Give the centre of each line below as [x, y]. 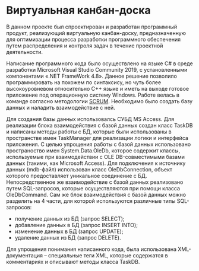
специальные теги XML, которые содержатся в [108, 255]
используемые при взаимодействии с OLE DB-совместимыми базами [96, 157]
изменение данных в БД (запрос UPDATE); [69, 231]
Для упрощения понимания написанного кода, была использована [91, 249]
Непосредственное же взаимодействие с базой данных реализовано [95, 182]
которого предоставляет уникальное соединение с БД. [77, 176]
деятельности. [25, 52]
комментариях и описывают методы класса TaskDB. [73, 262]
